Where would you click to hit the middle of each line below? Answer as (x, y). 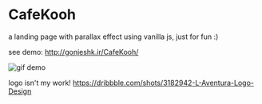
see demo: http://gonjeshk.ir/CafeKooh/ (73, 52)
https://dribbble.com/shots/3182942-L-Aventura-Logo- (163, 83)
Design (20, 91)
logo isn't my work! (40, 83)
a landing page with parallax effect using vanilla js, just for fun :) (113, 37)
